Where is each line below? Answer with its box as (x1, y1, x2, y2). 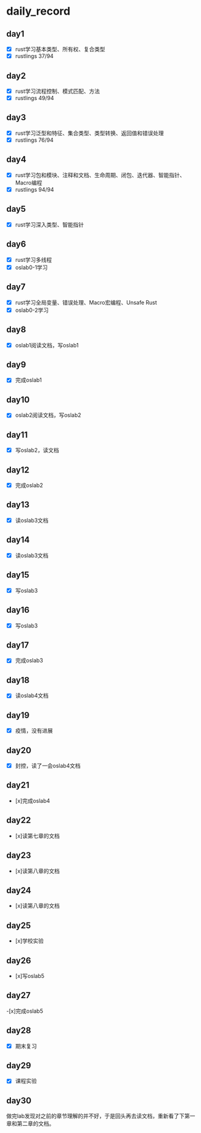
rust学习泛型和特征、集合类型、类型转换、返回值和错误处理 (15, 129, 164, 137)
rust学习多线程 (15, 256, 52, 263)
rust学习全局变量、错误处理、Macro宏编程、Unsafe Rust (15, 299, 157, 306)
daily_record (6, 4, 71, 18)
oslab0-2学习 (15, 306, 49, 314)
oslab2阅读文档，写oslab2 (15, 411, 82, 419)
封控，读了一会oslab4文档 (15, 762, 81, 769)
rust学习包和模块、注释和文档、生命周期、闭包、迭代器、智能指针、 (15, 171, 186, 178)
